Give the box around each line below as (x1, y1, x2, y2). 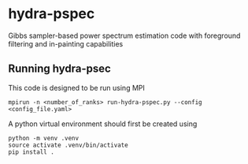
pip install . (8, 147, 55, 156)
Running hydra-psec (8, 62, 112, 76)
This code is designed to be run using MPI (8, 83, 146, 92)
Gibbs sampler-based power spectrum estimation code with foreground (8, 31, 241, 40)
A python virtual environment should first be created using (8, 119, 198, 129)
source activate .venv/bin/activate (8, 141, 128, 149)
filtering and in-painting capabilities (8, 39, 124, 48)
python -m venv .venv (8, 134, 80, 142)
